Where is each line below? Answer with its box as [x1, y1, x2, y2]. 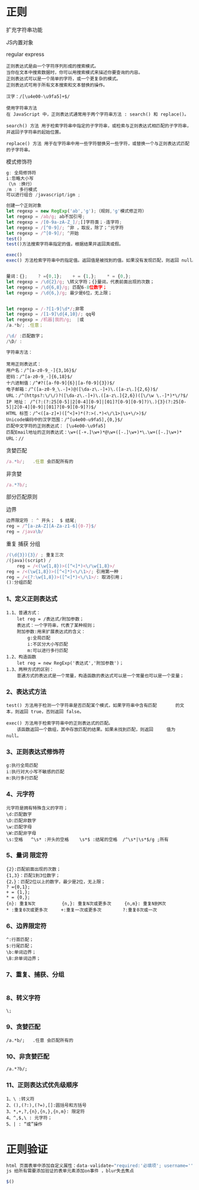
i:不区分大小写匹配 [27, 641, 68, 647]
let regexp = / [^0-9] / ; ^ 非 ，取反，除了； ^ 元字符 [6, 225, 124, 231]
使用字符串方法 [6, 105, 37, 111]
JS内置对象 [6, 39, 34, 46]
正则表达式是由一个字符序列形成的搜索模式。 [6, 63, 99, 69]
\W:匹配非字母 [6, 830, 37, 836]
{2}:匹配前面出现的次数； [6, 866, 61, 872]
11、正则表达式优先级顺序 [6, 1081, 79, 1089]
